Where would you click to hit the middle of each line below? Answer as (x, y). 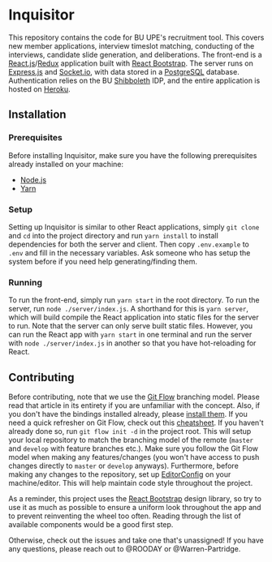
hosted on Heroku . (39, 89)
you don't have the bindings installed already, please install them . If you (128, 414)
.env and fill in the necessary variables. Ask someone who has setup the (130, 252)
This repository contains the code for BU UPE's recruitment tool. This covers (136, 37)
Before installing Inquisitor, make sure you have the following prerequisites (133, 155)
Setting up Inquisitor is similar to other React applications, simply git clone (134, 227)
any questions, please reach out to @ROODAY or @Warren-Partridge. (125, 549)
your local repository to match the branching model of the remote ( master (131, 440)
